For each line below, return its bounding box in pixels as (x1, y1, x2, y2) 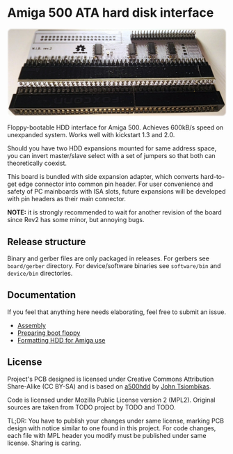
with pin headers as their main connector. (7, 195, 127, 203)
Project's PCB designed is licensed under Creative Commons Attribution (7, 375, 214, 383)
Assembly (17, 321, 47, 329)
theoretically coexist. (7, 159, 67, 168)
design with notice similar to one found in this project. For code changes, (7, 423, 216, 432)
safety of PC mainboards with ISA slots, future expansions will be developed (7, 187, 226, 196)
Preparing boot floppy (17, 329, 81, 337)
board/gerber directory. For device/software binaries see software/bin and (7, 262, 221, 270)
